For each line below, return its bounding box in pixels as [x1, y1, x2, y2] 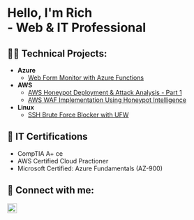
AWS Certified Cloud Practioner [17, 156, 109, 165]
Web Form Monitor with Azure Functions [27, 73, 144, 82]
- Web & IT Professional [7, 20, 147, 36]
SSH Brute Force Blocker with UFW [27, 110, 129, 119]
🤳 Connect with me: [7, 184, 94, 196]
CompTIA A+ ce [17, 149, 64, 158]
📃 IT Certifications [7, 131, 89, 142]
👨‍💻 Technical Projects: [7, 47, 107, 59]
